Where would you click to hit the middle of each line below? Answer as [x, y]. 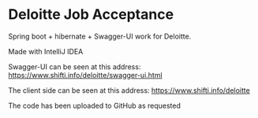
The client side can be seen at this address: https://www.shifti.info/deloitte [129, 90]
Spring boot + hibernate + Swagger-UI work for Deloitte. [100, 36]
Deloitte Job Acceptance [91, 15]
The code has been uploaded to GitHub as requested [95, 105]
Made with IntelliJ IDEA [46, 51]
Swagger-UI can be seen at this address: [75, 66]
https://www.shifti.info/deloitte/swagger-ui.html [86, 75]
